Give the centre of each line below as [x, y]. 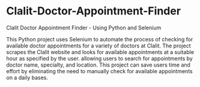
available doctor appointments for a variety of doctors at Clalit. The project [98, 46]
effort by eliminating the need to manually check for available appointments [100, 71]
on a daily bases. [27, 77]
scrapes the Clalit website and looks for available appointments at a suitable [100, 52]
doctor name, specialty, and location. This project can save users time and [98, 65]
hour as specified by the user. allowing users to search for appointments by [100, 58]
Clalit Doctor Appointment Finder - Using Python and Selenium [84, 28]
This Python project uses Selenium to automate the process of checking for [100, 39]
